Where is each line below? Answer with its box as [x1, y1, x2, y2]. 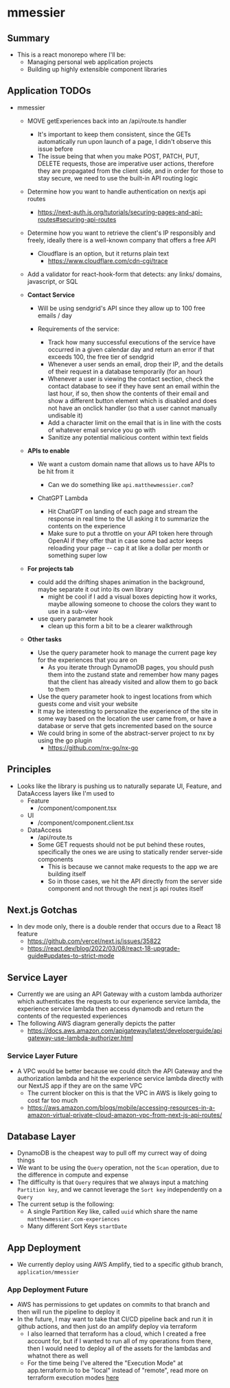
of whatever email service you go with [47, 426, 156, 434]
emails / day [37, 311, 72, 320]
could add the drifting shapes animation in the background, [37, 577, 205, 586]
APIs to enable [27, 446, 70, 455]
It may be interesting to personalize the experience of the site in [37, 707, 218, 715]
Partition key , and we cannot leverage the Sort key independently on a [16, 1185, 222, 1194]
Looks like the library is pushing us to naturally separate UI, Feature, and [16, 782, 222, 790]
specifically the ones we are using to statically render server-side [37, 847, 223, 856]
